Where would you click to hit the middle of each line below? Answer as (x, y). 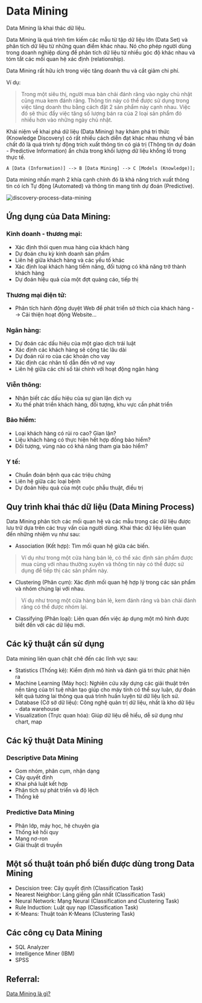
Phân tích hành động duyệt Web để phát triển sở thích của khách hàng (103, 308)
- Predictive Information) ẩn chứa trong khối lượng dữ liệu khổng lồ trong (96, 151)
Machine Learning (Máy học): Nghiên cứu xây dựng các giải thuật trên (102, 683)
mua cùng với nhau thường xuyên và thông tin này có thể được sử (103, 564)
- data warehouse (37, 708)
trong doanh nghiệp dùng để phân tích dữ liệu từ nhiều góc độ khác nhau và (101, 52)
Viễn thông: (24, 385)
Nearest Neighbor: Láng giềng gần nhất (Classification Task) (90, 894)
